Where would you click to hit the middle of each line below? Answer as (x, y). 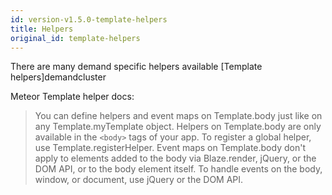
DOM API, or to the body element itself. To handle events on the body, (178, 169)
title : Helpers (42, 29)
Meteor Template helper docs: (72, 97)
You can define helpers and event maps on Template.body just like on (178, 116)
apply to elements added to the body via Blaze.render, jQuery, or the (175, 158)
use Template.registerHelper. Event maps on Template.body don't (170, 148)
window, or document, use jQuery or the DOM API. (139, 180)
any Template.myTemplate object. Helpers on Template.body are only (178, 127)
